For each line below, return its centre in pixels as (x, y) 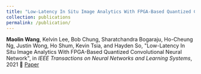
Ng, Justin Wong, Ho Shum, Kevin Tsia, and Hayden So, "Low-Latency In (96, 46)
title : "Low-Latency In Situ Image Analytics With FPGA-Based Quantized (99, 12)
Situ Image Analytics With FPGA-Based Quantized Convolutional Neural (94, 52)
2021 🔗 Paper (23, 65)
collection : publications (38, 17)
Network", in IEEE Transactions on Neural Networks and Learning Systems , (99, 58)
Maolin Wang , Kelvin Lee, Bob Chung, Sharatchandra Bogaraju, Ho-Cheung (100, 40)
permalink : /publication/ (38, 22)
